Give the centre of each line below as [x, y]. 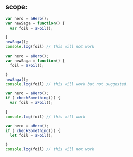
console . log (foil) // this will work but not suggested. [67, 84]
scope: [17, 7]
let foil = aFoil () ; [32, 136]
